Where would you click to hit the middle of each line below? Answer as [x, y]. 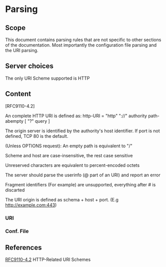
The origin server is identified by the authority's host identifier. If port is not [82, 131]
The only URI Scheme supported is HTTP [47, 78]
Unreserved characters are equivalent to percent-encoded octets [72, 165]
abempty [14, 121]
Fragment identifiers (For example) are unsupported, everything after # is [80, 184]
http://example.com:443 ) [31, 205]
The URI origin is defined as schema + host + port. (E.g [62, 199]
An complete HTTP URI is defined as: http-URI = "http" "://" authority [76, 116]
